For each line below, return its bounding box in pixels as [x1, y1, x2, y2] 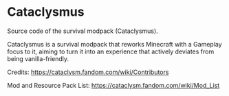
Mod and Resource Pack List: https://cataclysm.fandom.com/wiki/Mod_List [7, 81, 220, 89]
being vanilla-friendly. [7, 54, 69, 62]
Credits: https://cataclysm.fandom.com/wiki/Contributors [7, 68, 169, 76]
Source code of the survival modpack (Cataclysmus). [7, 27, 158, 35]
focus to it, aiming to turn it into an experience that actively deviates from [7, 47, 215, 56]
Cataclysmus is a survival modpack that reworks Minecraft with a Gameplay [7, 40, 222, 48]
